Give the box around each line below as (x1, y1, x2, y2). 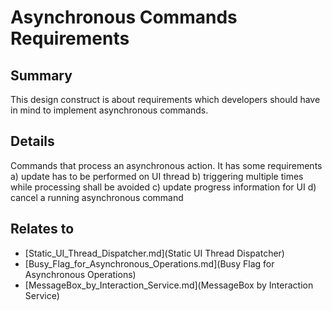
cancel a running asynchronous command (10, 191, 184, 203)
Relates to (10, 221, 75, 238)
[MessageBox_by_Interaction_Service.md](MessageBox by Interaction (24, 279, 314, 291)
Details (10, 133, 55, 150)
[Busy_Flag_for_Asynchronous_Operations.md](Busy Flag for (24, 257, 275, 270)
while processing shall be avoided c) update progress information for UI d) (10, 181, 317, 193)
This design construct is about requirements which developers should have (10, 94, 321, 105)
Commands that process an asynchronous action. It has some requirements (10, 159, 323, 171)
